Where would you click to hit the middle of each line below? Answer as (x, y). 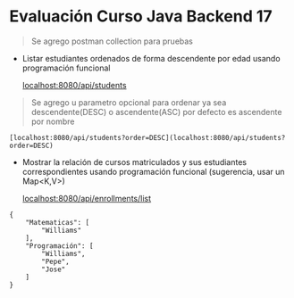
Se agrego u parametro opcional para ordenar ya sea (129, 102)
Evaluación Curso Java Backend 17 (141, 17)
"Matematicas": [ (58, 222)
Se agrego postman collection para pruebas (112, 41)
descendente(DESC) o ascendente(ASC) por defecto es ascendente (156, 112)
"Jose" (54, 269)
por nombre (53, 121)
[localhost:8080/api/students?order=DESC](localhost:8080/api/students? (147, 137)
